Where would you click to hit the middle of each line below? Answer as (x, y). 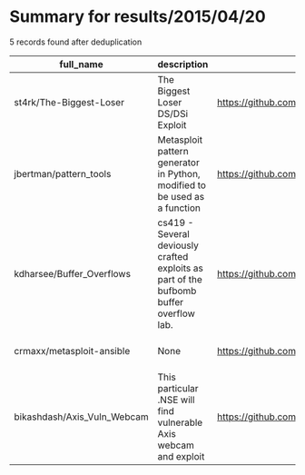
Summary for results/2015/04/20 (138, 17)
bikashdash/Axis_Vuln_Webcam (82, 417)
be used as (181, 196)
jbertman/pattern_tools (63, 173)
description (183, 64)
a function (179, 208)
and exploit (181, 456)
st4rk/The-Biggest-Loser (69, 102)
